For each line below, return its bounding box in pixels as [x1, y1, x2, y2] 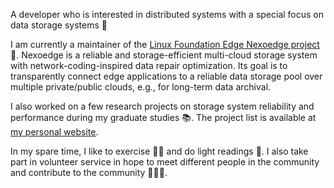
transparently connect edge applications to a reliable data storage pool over [10, 70, 323, 82]
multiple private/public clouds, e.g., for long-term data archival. [10, 81, 272, 93]
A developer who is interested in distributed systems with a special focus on [10, 9, 325, 20]
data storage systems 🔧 [10, 19, 108, 31]
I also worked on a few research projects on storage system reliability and [10, 100, 315, 112]
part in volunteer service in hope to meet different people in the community [10, 156, 320, 168]
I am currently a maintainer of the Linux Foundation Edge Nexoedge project [10, 39, 320, 50]
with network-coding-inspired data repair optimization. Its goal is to [10, 60, 288, 71]
